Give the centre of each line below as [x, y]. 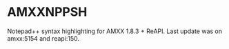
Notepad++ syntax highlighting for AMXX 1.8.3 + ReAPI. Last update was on [115, 31]
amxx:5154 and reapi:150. [43, 38]
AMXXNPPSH [47, 12]
